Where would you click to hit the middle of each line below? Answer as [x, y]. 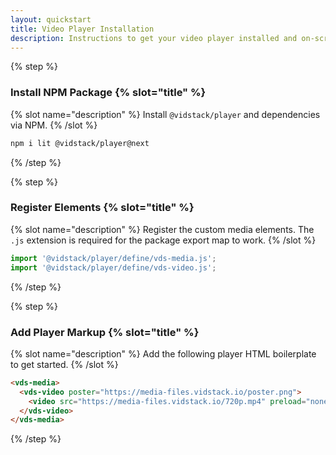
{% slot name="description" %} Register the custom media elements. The [162, 229]
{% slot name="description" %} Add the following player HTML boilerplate [163, 353]
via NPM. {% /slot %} [54, 125]
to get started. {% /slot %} [64, 364]
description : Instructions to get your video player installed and [154, 38]
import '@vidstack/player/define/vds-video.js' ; [113, 267]
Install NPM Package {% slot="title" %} [108, 93]
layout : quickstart [51, 19]
